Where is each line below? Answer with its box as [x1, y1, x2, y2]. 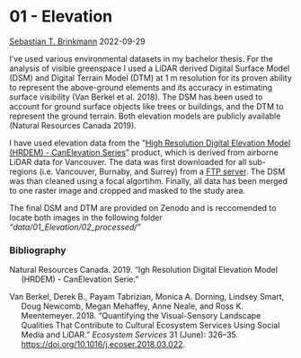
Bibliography [9, 244, 66, 257]
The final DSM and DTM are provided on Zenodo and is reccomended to [9, 202, 277, 213]
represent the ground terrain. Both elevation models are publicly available [9, 110, 281, 121]
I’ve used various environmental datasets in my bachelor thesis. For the [9, 53, 274, 64]
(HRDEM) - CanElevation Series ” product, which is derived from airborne [9, 146, 279, 158]
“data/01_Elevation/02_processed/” [9, 222, 141, 232]
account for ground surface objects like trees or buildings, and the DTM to [9, 100, 284, 111]
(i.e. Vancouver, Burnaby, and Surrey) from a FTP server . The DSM [39, 166, 286, 177]
